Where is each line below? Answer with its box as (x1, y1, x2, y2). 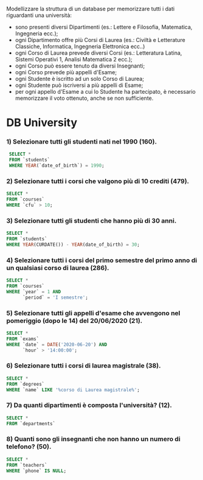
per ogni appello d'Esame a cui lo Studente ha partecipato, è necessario (15, 88, 196, 95)
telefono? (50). (6, 442, 52, 451)
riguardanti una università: (6, 12, 72, 19)
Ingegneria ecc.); (15, 30, 58, 37)
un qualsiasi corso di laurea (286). (6, 263, 109, 272)
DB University (6, 116, 78, 130)
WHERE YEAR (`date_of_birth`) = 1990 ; (9, 162, 105, 169)
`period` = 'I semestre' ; (22, 294, 88, 301)
